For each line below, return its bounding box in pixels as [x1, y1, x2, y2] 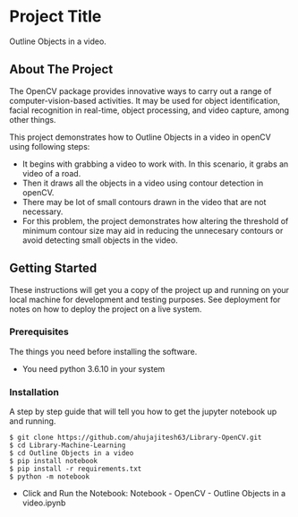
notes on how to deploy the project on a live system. [9, 303, 202, 315]
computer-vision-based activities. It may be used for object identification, [9, 95, 280, 106]
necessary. [21, 206, 64, 217]
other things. [9, 114, 56, 125]
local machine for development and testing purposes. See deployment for [9, 294, 281, 305]
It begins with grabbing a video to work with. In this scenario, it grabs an [21, 159, 289, 169]
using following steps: [9, 141, 90, 151]
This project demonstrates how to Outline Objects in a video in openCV [9, 132, 271, 142]
